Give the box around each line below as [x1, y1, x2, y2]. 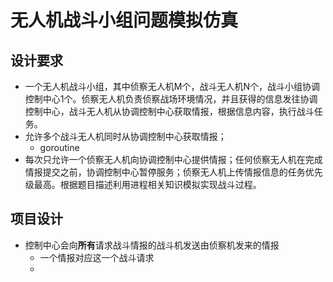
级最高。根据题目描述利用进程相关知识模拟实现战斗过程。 [24, 179, 262, 190]
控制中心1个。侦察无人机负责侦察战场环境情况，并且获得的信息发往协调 [24, 93, 318, 105]
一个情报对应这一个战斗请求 [39, 251, 155, 263]
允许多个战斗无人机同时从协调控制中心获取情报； [24, 131, 227, 142]
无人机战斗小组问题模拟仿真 [10, 9, 239, 32]
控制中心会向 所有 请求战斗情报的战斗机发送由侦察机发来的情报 [24, 239, 280, 251]
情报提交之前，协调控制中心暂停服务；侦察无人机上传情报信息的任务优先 [24, 166, 323, 178]
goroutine [39, 142, 80, 153]
